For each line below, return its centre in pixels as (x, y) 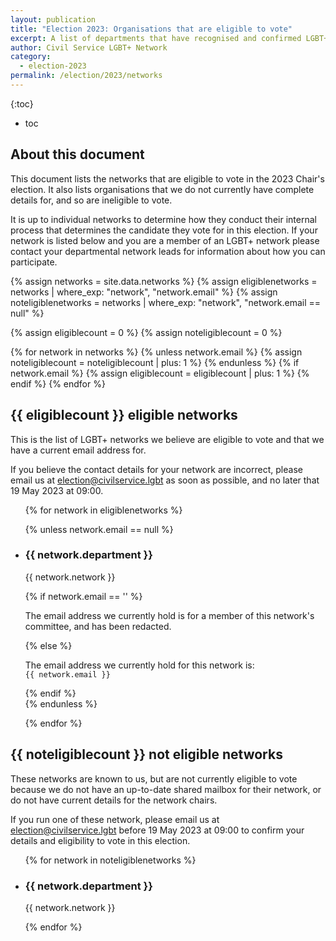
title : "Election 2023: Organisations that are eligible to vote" (151, 29)
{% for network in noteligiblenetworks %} (110, 860)
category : (31, 57)
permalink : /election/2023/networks (86, 76)
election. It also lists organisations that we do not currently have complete (162, 189)
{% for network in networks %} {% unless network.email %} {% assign (156, 352)
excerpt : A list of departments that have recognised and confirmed (156, 38)
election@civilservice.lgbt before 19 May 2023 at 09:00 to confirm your (157, 830)
